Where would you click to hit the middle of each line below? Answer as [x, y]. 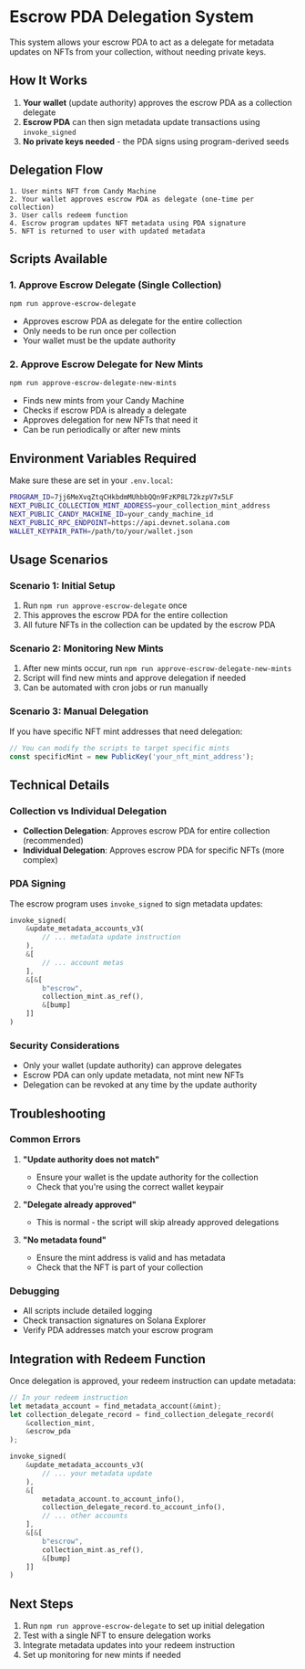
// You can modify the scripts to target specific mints [120, 748]
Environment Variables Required [103, 458]
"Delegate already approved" [79, 1204]
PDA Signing [38, 884]
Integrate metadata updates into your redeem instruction [128, 1645]
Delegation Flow [56, 170]
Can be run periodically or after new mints [102, 430]
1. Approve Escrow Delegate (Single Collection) [116, 285]
